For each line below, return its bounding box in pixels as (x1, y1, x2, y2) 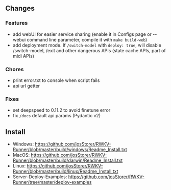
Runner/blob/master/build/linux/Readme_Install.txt (12, 168, 118, 175)
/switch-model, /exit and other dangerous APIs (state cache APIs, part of (12, 47, 166, 53)
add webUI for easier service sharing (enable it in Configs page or (12, 31, 152, 37)
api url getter (12, 82, 40, 89)
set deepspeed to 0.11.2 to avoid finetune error (12, 107, 111, 113)
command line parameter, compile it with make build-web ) (27, 36, 148, 43)
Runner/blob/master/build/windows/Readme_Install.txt (12, 146, 128, 153)
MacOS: (12, 152, 30, 158)
